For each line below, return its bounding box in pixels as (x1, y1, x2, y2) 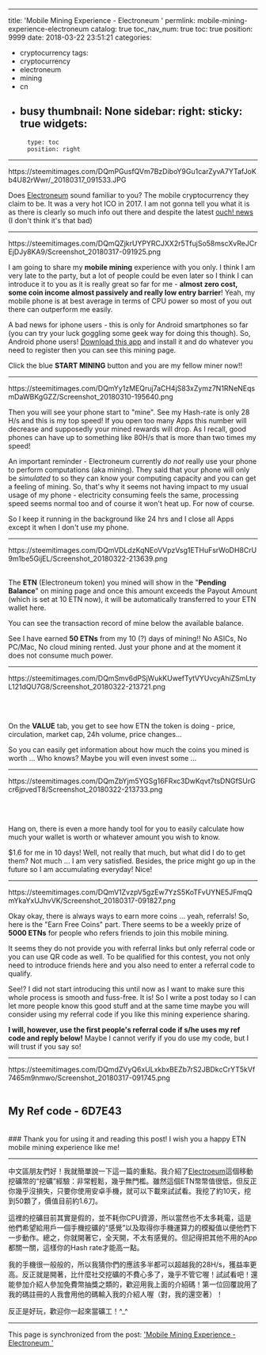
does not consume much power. (8, 650, 113, 660)
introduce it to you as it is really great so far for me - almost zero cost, (8, 279, 238, 288)
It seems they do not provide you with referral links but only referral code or (8, 943, 256, 953)
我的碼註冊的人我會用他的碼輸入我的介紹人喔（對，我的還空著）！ (8, 1289, 223, 1299)
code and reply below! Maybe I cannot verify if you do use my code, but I (8, 1033, 249, 1043)
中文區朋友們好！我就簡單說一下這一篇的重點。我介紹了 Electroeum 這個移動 (8, 1166, 253, 1175)
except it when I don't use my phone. (8, 522, 129, 532)
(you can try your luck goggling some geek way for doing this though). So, (8, 328, 251, 338)
